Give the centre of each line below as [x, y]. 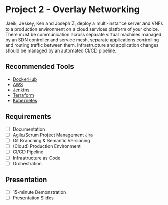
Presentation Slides [33, 198]
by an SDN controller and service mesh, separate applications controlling [82, 40]
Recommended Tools [40, 67]
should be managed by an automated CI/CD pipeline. [61, 50]
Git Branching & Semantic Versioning [51, 140]
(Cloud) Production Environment [46, 146]
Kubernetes [25, 100]
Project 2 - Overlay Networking [73, 9]
